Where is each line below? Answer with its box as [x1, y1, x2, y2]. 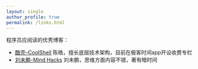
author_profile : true [6, 14, 60, 20]
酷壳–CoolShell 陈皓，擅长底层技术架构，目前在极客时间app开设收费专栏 [14, 49, 193, 56]
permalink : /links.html [6, 19, 65, 25]
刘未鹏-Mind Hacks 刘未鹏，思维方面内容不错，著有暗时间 [14, 57, 158, 64]
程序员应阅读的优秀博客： [6, 37, 69, 44]
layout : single [6, 8, 44, 15]
